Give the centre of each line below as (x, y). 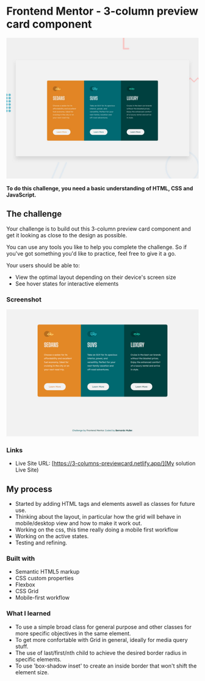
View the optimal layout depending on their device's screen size (95, 277)
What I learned (28, 613)
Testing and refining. (41, 543)
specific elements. (38, 659)
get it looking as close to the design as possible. (67, 235)
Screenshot (24, 299)
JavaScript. (21, 195)
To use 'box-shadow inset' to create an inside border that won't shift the (106, 666)
